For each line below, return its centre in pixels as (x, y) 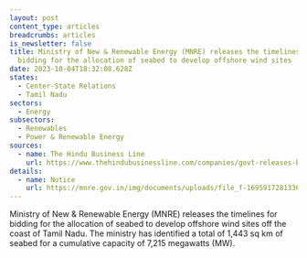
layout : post (34, 18)
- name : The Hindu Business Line (81, 154)
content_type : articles (55, 27)
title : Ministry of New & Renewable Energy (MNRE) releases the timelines (155, 52)
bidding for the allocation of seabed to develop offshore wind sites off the (148, 224)
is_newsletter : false (51, 43)
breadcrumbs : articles (53, 35)
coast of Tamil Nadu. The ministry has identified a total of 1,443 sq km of (146, 233)
